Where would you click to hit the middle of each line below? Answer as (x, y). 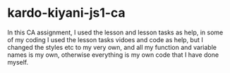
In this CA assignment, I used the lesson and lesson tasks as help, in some (115, 32)
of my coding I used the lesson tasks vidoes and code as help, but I (105, 39)
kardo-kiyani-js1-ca (66, 13)
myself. (18, 62)
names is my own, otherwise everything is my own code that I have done (113, 55)
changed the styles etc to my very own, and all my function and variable (112, 47)
